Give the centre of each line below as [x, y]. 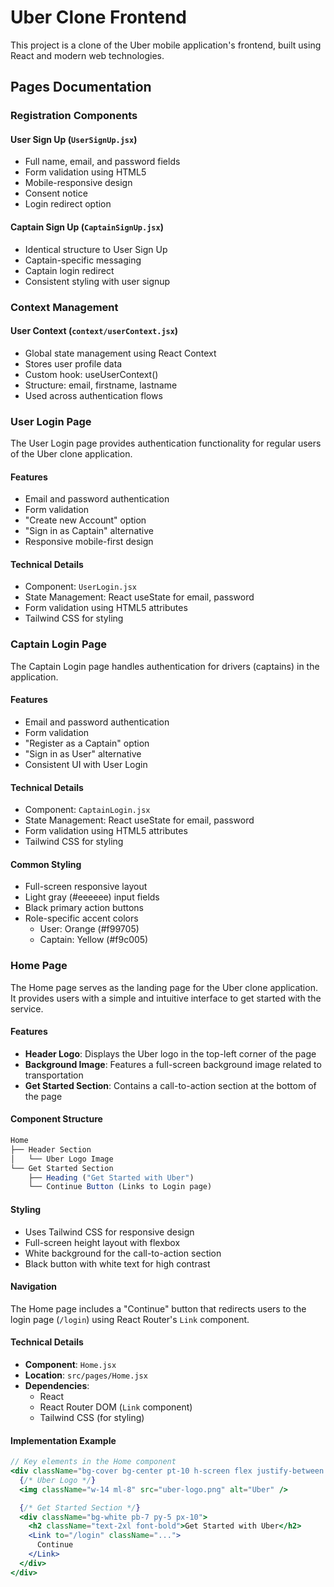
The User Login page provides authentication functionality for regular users [166, 443]
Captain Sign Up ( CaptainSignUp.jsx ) [87, 227]
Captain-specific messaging [83, 260]
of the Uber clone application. [71, 454]
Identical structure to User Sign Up [96, 249]
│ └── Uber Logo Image [62, 1159]
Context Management [64, 307]
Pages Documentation [81, 87]
